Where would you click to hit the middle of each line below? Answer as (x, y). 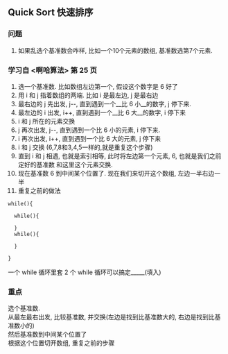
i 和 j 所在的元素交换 (46, 121)
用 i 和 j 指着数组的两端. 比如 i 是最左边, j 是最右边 (88, 95)
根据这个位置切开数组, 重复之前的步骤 (61, 343)
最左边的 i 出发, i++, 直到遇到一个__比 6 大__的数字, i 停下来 (102, 112)
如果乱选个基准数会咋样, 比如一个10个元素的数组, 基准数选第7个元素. (115, 50)
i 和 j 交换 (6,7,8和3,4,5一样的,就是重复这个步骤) (85, 147)
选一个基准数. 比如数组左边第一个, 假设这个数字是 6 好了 (98, 86)
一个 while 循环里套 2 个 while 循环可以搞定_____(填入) (85, 272)
